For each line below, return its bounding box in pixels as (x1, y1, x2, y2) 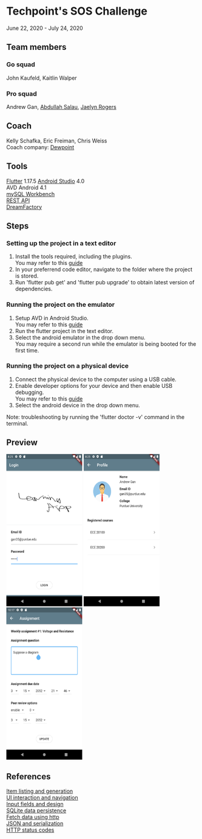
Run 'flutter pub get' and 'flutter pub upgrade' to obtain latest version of (15, 279, 195, 286)
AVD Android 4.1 (6, 184, 47, 191)
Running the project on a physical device (6, 362, 129, 370)
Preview (6, 437, 38, 448)
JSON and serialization (6, 820, 64, 827)
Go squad (6, 60, 35, 69)
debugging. (15, 388, 44, 396)
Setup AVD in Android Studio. (15, 314, 89, 321)
